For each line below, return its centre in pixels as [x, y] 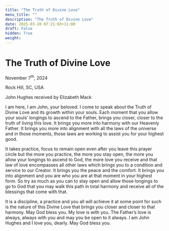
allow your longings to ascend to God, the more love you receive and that [81, 160]
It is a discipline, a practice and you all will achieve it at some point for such [83, 202]
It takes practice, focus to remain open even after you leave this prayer [79, 149]
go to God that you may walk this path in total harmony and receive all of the [84, 187]
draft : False [19, 29]
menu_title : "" [21, 15]
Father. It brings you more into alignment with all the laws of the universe [81, 129]
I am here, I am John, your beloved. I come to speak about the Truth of [78, 107]
